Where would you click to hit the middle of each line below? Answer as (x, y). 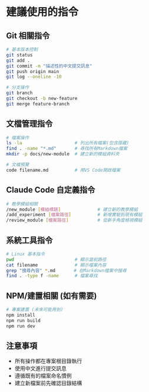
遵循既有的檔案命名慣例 (43, 376)
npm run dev (21, 326)
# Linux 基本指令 (26, 254)
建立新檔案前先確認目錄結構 (48, 383)
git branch (19, 93)
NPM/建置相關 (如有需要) (52, 296)
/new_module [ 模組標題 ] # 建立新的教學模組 (72, 210)
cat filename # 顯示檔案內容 (56, 265)
